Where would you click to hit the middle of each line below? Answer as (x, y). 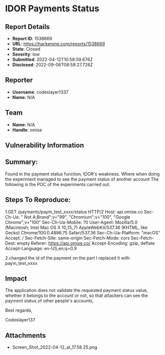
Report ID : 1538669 (32, 38)
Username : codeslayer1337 (40, 92)
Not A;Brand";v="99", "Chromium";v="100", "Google (77, 217)
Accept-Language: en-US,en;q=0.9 (41, 248)
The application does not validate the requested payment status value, (77, 290)
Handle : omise (27, 130)
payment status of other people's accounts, (49, 301)
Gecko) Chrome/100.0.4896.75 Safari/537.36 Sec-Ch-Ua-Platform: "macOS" (83, 232)
